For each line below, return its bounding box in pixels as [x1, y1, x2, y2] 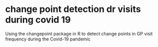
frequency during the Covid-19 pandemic [5, 36, 91, 42]
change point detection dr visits [5, 3, 141, 15]
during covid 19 [5, 14, 71, 25]
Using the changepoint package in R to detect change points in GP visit [5, 30, 153, 36]
